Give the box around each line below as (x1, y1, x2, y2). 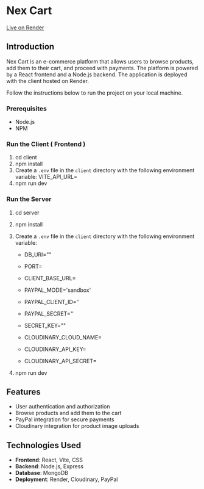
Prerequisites (6, 104, 47, 113)
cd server (15, 209, 40, 216)
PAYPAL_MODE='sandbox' (24, 286, 91, 294)
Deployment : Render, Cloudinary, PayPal (15, 476, 118, 483)
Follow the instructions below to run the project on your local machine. (6, 89, 183, 96)
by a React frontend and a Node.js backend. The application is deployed (6, 71, 188, 78)
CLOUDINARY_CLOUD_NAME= (24, 333, 102, 341)
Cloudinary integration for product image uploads (15, 422, 139, 430)
